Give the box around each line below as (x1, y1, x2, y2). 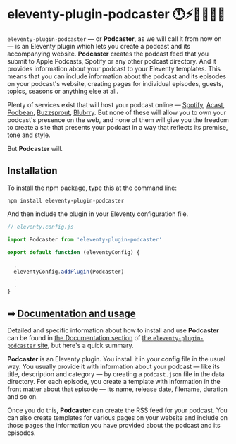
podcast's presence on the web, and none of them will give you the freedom (7, 115, 229, 124)
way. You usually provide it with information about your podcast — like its (7, 362, 221, 371)
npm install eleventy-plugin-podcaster (7, 197, 125, 204)
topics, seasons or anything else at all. (7, 87, 118, 95)
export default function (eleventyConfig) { (7, 248, 140, 256)
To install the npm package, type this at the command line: (7, 184, 178, 192)
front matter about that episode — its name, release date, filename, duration (7, 385, 228, 393)
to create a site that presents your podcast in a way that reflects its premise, (7, 123, 228, 131)
